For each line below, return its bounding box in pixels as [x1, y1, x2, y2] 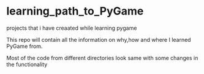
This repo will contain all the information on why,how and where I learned [6, 36, 191, 43]
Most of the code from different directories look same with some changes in [6, 54, 198, 61]
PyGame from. [6, 42, 43, 50]
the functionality [6, 61, 48, 68]
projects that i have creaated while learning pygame [6, 24, 137, 32]
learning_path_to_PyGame [6, 4, 144, 18]
